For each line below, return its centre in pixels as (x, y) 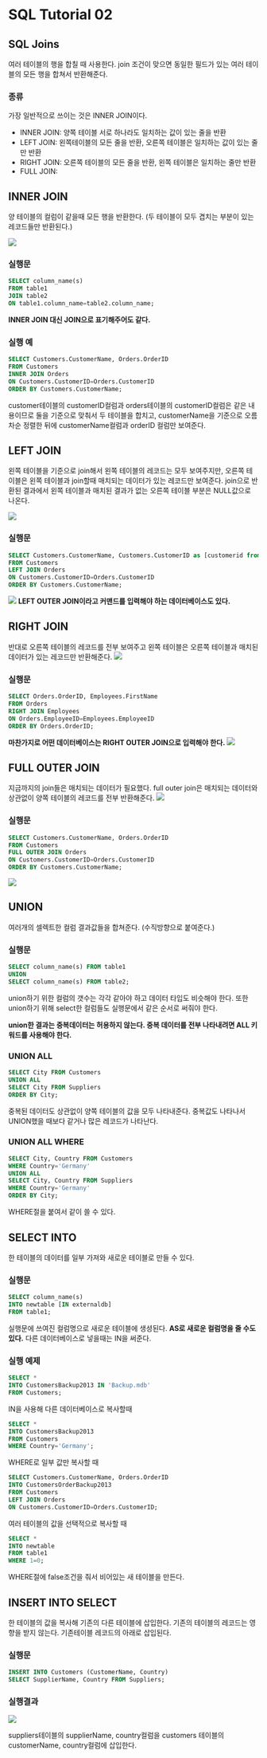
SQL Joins (34, 44)
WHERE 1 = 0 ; (26, 1561)
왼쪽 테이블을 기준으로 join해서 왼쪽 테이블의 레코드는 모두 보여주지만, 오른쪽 (126, 471)
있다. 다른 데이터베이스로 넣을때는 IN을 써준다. (80, 1338)
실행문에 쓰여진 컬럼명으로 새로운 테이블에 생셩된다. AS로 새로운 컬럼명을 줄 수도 (132, 1328)
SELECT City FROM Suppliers (55, 1087)
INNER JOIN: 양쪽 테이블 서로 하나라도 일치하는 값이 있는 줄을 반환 (123, 132)
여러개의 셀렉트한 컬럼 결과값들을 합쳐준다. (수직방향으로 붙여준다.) (112, 927)
